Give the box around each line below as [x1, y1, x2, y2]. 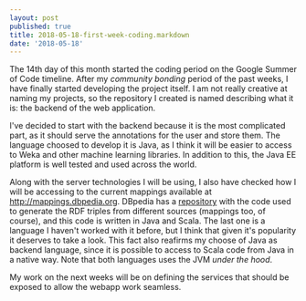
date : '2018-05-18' [9, 38, 84, 48]
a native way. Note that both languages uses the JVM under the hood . [9, 254, 273, 265]
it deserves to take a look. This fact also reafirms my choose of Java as [9, 234, 278, 246]
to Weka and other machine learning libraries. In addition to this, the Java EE [9, 150, 297, 161]
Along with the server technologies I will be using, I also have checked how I [9, 177, 297, 188]
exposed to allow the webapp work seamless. [9, 282, 182, 293]
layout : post [9, 13, 59, 23]
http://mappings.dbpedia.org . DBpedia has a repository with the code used [9, 196, 292, 207]
